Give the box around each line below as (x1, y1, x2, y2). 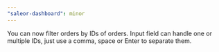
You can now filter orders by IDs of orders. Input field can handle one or (7, 29, 213, 37)
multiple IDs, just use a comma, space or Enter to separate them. (7, 36, 192, 45)
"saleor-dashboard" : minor (7, 10, 85, 17)
